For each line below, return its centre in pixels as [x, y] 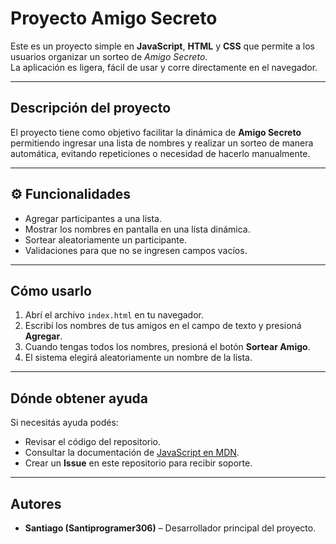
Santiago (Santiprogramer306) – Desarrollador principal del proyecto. [170, 528]
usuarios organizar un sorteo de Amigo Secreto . [109, 56]
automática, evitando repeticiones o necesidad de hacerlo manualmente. [160, 153]
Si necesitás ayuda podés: [64, 423]
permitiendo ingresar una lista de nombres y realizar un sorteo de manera [162, 143]
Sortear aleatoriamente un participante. [106, 239]
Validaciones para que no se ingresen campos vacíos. [136, 250]
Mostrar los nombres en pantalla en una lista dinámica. [137, 229]
